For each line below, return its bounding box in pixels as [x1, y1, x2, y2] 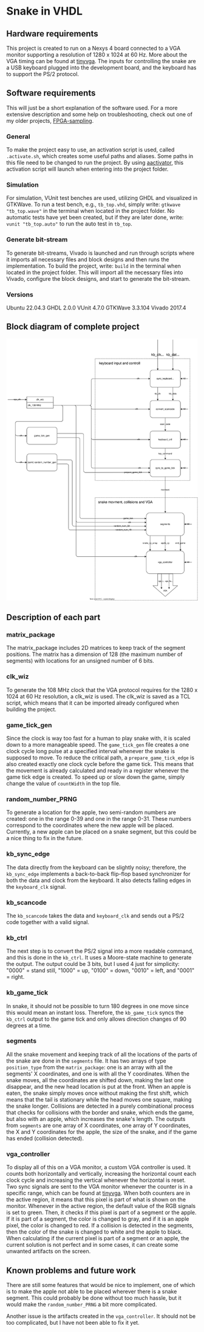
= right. [6, 973, 25, 981]
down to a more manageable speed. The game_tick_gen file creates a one [6, 741, 189, 748]
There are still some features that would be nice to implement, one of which [6, 1281, 195, 1288]
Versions [6, 290, 33, 298]
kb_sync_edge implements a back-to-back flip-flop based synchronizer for [6, 870, 191, 877]
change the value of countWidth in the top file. [6, 780, 121, 787]
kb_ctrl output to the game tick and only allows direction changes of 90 [6, 1015, 187, 1023]
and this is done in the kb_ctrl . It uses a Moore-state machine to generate [6, 954, 192, 961]
